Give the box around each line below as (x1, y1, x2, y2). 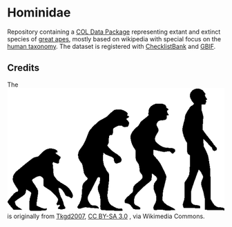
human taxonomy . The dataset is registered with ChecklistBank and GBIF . (7, 42, 216, 50)
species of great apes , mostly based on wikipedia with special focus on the (7, 34, 222, 43)
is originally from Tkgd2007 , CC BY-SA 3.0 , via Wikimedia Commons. (7, 212, 205, 221)
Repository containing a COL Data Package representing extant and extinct (7, 28, 221, 36)
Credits (7, 62, 40, 74)
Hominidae (7, 5, 71, 21)
